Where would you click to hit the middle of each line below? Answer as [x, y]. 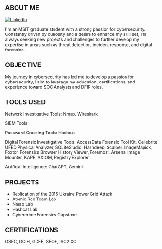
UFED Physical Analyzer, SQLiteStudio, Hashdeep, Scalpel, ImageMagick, [79, 147]
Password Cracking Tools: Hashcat [40, 133]
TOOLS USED [26, 102]
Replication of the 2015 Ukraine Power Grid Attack [62, 194]
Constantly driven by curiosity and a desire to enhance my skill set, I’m [76, 34]
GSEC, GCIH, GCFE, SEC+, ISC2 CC [41, 242]
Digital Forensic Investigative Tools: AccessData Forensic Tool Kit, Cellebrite [81, 142]
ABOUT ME [22, 8]
